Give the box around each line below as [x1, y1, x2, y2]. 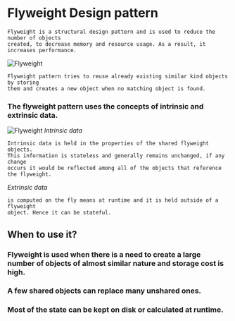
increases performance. [7, 47, 77, 54]
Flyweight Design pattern [7, 5, 158, 21]
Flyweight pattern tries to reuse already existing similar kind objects [7, 73, 229, 80]
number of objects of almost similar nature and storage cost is [7, 258, 224, 268]
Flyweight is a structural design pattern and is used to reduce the [7, 28, 216, 35]
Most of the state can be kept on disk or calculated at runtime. [7, 305, 224, 315]
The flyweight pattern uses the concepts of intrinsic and [7, 101, 204, 111]
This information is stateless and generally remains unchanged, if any [7, 152, 225, 159]
